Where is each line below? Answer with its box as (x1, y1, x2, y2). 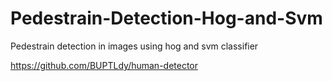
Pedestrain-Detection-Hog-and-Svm (10, 7, 323, 30)
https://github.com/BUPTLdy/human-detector (10, 59, 199, 71)
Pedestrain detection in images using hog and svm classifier (10, 40, 259, 52)
